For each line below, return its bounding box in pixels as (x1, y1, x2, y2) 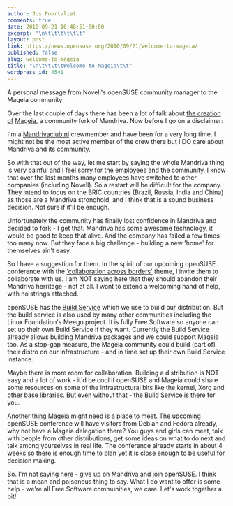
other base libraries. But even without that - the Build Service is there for (7, 391, 216, 399)
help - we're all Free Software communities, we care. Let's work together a (7, 484, 222, 493)
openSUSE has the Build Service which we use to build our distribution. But (7, 303, 223, 311)
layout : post (7, 36, 45, 43)
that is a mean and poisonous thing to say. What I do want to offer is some (7, 477, 220, 486)
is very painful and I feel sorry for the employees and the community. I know (7, 166, 226, 174)
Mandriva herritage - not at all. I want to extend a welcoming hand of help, (7, 282, 221, 290)
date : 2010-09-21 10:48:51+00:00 (7, 23, 105, 30)
